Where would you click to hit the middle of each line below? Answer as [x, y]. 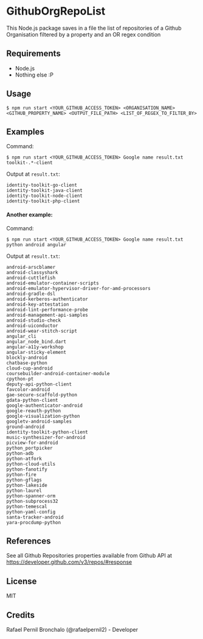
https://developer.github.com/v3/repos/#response [69, 562]
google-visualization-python [43, 416]
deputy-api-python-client [39, 384]
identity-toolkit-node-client [45, 196]
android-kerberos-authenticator [47, 299]
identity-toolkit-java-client [45, 191]
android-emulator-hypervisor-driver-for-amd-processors [78, 288]
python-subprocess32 [33, 501]
